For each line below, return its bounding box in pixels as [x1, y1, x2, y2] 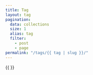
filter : [10, 36, 27, 41]
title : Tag [5, 7, 29, 13]
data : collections [10, 21, 50, 27]
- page [14, 45, 29, 51]
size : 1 [10, 27, 27, 32]
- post [14, 41, 29, 46]
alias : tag [10, 31, 33, 36]
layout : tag [5, 12, 31, 17]
